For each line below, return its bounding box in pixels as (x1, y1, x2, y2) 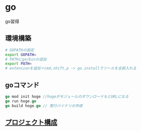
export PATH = (5, 61, 32, 66)
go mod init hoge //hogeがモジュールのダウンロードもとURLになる (5, 94, 129, 99)
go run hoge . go (5, 98, 37, 103)
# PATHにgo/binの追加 (5, 57, 47, 62)
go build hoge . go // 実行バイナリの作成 (5, 103, 83, 108)
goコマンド (5, 81, 40, 89)
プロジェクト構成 (5, 118, 57, 127)
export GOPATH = (5, 52, 37, 57)
